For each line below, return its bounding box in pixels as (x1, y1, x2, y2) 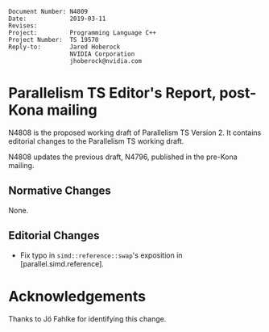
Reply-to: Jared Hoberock (8, 43, 121, 51)
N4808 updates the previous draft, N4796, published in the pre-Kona (8, 152, 238, 162)
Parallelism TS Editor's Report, (8, 84, 217, 103)
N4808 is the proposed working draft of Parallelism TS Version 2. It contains (8, 128, 262, 137)
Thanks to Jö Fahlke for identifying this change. (8, 313, 167, 323)
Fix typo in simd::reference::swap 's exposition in (19, 250, 183, 260)
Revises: (8, 22, 38, 30)
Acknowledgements (8, 287, 147, 305)
